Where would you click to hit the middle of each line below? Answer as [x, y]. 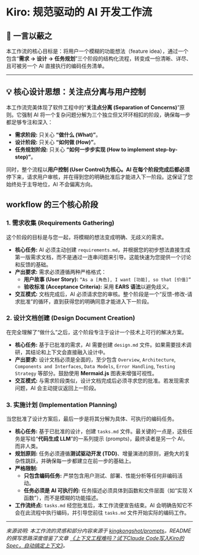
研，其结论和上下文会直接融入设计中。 [61, 352]
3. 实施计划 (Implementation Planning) [62, 405]
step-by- [166, 149]
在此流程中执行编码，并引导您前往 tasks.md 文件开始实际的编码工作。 [105, 513]
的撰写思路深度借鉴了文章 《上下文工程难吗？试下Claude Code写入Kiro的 [95, 538]
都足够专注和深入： [30, 122]
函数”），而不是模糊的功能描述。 [62, 498]
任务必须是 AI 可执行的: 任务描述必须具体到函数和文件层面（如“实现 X [108, 491]
